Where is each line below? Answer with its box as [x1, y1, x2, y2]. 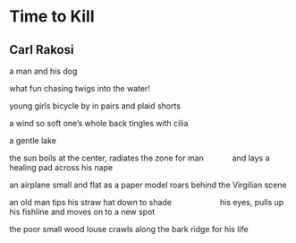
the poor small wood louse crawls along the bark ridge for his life [9, 224, 249, 234]
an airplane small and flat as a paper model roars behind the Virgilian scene [9, 179, 288, 190]
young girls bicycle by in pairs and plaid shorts [9, 100, 182, 111]
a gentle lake [9, 135, 56, 145]
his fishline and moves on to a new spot [9, 206, 156, 217]
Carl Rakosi [9, 42, 74, 57]
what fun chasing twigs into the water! [9, 83, 150, 93]
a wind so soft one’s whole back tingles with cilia [9, 118, 189, 128]
